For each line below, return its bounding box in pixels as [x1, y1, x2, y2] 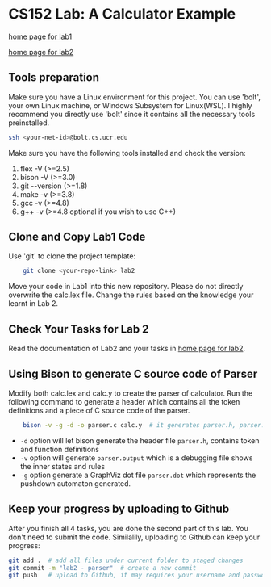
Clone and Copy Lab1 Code [8, 230, 146, 244]
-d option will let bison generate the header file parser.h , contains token [19, 435, 260, 445]
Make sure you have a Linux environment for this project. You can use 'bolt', [8, 92, 261, 102]
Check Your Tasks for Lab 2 [8, 322, 149, 336]
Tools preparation [8, 70, 99, 85]
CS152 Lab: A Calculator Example [8, 5, 236, 23]
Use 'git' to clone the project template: [8, 251, 135, 261]
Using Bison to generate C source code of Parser [8, 367, 258, 380]
